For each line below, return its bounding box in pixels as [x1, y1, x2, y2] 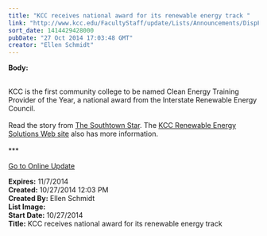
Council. [8, 104, 36, 114]
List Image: [8, 202, 46, 211]
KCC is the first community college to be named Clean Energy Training [8, 87, 240, 96]
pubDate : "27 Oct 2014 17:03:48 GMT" [8, 33, 133, 42]
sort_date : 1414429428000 [8, 26, 94, 34]
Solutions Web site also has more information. [8, 129, 159, 139]
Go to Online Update [8, 161, 75, 171]
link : [8, 19, 26, 27]
